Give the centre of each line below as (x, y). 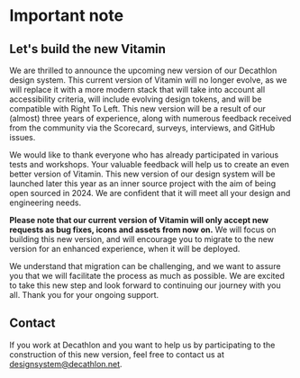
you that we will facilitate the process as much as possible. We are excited (147, 276)
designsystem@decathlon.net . (66, 364)
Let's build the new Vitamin (88, 49)
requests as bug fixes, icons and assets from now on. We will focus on (143, 229)
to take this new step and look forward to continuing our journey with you (145, 285)
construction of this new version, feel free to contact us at (117, 354)
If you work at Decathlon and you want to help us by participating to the (142, 345)
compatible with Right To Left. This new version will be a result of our (137, 108)
